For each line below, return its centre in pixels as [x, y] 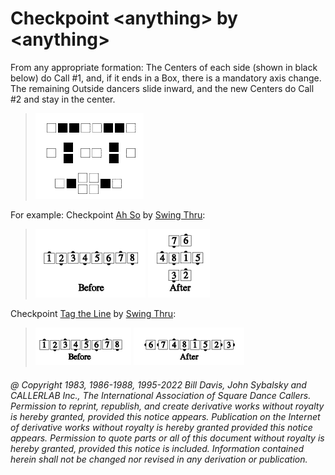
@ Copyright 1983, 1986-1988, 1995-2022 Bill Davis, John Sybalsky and [158, 384]
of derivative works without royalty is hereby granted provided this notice [161, 427]
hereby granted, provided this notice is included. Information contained [157, 448]
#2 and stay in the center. [63, 99]
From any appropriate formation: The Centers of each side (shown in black [164, 67]
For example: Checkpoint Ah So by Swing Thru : [108, 214]
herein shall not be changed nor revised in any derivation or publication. [159, 459]
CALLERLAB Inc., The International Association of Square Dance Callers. [161, 395]
